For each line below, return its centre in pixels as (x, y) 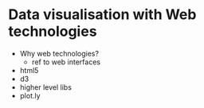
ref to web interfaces (66, 62)
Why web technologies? (59, 53)
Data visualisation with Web (102, 15)
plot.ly (30, 95)
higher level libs (45, 87)
